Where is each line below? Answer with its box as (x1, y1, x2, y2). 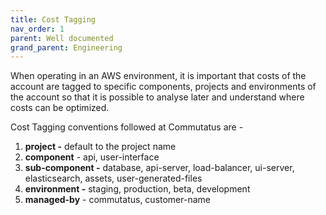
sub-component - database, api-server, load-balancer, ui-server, (24, 162, 295, 174)
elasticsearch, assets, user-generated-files (24, 172, 203, 185)
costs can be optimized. (10, 102, 110, 114)
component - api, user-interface (24, 151, 160, 163)
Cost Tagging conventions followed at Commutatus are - (10, 121, 244, 133)
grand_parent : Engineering (10, 42, 123, 53)
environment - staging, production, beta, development (24, 183, 251, 195)
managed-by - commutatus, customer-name (24, 194, 211, 206)
